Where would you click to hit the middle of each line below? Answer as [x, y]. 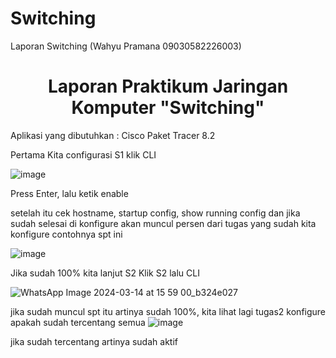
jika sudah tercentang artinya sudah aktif [94, 341]
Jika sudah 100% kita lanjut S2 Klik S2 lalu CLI [105, 273]
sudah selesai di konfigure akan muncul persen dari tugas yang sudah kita [163, 223]
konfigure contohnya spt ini [66, 234]
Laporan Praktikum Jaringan [168, 86]
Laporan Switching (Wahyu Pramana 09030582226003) [126, 46]
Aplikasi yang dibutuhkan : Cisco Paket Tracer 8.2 [113, 135]
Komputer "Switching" [168, 108]
